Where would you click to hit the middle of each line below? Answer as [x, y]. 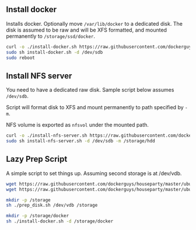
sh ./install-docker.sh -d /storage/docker [60, 221]
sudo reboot [20, 58]
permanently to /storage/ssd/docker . [50, 36]
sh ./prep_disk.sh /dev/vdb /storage [52, 205]
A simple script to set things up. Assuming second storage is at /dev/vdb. [94, 173]
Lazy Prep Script [37, 159]
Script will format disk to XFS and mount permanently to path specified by [95, 107]
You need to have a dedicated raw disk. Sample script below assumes [90, 90]
